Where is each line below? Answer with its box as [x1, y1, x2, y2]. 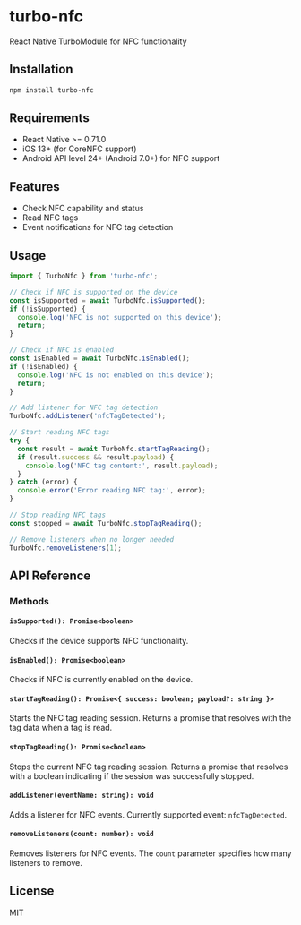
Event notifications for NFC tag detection [21, 222, 174, 233]
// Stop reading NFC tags [9, 510, 106, 520]
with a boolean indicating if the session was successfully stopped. [9, 770, 254, 781]
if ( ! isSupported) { [9, 304, 87, 313]
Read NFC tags [21, 212, 79, 223]
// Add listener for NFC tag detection [9, 403, 159, 413]
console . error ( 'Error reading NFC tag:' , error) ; [17, 486, 206, 495]
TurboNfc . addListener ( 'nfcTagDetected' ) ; [9, 412, 167, 421]
